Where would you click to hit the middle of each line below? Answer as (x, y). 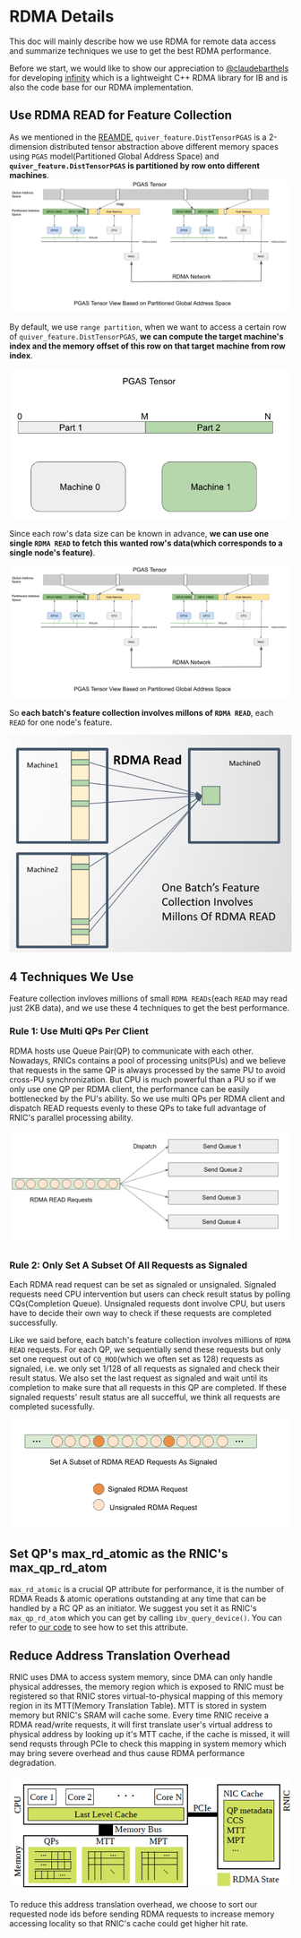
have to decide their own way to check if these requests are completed (140, 1313)
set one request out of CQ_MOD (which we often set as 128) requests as (137, 1358)
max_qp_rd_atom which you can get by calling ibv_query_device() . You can (146, 1618)
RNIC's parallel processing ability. (71, 1117)
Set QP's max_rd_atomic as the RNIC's (119, 1553)
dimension (29, 146)
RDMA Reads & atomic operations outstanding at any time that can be (138, 1599)
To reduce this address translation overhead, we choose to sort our (133, 1904)
